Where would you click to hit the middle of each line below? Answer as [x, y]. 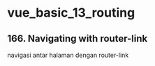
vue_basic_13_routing [71, 13]
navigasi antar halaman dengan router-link [68, 55]
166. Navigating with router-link [77, 39]
